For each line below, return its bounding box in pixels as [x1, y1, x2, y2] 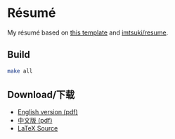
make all [7, 67, 33, 75]
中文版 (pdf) [17, 116, 53, 125]
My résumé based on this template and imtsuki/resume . [7, 28, 169, 37]
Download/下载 [7, 89, 75, 101]
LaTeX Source [17, 124, 58, 133]
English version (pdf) [17, 108, 79, 116]
